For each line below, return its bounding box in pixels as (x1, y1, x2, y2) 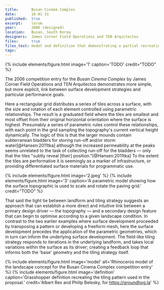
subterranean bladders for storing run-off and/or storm (5, 137, 116, 143)
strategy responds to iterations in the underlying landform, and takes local (5, 239, 154, 245)
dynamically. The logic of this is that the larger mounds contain (5, 132, 132, 138)
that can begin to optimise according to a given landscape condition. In (5, 213, 148, 219)
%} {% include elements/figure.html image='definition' (5, 269, 115, 275)
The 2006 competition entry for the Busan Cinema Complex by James (5, 76, 146, 82)
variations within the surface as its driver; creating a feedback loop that (5, 244, 149, 250)
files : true (5, 39, 41, 44)
